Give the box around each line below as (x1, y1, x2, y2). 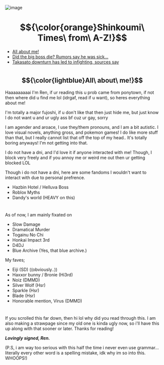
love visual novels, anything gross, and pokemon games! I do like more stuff (5, 129, 158, 135)
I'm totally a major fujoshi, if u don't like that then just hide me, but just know (5, 109, 159, 115)
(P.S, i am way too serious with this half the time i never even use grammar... (5, 344, 159, 350)
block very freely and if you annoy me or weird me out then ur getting (5, 154, 145, 160)
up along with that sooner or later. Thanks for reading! (5, 325, 114, 332)
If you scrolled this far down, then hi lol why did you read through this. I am (5, 315, 156, 321)
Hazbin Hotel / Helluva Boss (12, 184, 69, 190)
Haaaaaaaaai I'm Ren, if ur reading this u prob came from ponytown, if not (5, 89, 154, 95)
